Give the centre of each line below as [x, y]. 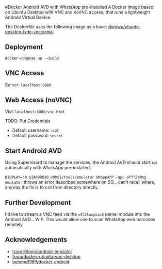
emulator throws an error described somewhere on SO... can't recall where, [80, 182]
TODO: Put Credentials [28, 121]
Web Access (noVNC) [39, 100]
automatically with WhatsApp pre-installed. [48, 168]
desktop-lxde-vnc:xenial [30, 32]
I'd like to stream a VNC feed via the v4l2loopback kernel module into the [78, 214]
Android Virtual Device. [28, 17]
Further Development [38, 202]
